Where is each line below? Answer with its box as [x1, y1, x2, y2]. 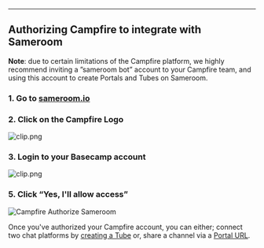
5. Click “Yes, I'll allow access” [8, 189, 128, 200]
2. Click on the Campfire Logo [8, 113, 124, 124]
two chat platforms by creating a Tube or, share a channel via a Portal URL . [8, 230, 251, 240]
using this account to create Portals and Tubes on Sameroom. [8, 72, 208, 83]
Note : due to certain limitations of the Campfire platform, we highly [8, 56, 225, 65]
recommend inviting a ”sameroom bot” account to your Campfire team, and [8, 65, 251, 74]
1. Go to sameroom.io [8, 92, 90, 103]
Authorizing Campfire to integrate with [8, 23, 202, 36]
